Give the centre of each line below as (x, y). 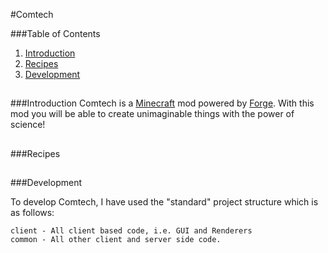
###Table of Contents (55, 33)
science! (28, 125)
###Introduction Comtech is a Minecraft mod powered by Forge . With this (162, 103)
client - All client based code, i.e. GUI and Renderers (131, 231)
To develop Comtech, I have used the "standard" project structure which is (164, 202)
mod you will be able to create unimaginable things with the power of (152, 114)
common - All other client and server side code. (116, 240)
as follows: (32, 213)
